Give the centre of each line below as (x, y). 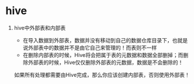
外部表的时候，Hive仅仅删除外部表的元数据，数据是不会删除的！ (106, 62)
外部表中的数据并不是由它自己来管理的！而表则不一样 (92, 48)
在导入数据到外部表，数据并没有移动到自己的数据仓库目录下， (98, 40)
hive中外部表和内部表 (40, 28)
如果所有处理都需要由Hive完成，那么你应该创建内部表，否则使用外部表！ (102, 75)
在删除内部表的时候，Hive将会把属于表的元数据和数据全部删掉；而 (103, 55)
